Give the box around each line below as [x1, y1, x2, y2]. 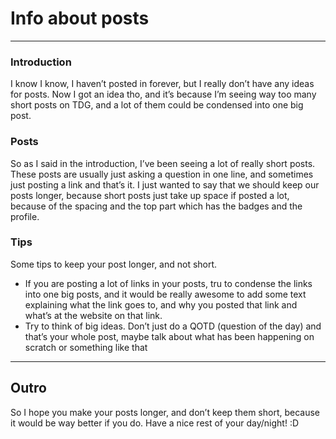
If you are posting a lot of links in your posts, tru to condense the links [24, 277, 313, 289]
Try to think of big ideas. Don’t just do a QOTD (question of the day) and [24, 320, 322, 332]
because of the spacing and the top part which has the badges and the [10, 200, 303, 212]
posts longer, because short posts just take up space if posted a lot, [10, 189, 290, 201]
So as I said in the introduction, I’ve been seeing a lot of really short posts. [10, 157, 316, 169]
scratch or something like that [24, 341, 148, 353]
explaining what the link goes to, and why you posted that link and [24, 298, 298, 311]
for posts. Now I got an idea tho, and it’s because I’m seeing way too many [10, 88, 317, 101]
